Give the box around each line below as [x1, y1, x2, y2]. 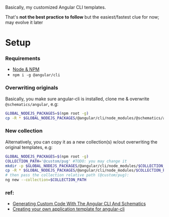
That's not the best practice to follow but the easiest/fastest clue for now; [5, 14, 159, 20]
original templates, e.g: [5, 144, 53, 150]
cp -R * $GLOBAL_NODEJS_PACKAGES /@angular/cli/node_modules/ [5, 168, 136, 173]
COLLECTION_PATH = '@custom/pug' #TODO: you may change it [5, 159, 127, 164]
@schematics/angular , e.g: [5, 101, 59, 107]
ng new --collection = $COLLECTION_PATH [5, 177, 87, 183]
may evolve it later [5, 20, 43, 25]
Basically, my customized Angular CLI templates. [5, 5, 106, 10]
